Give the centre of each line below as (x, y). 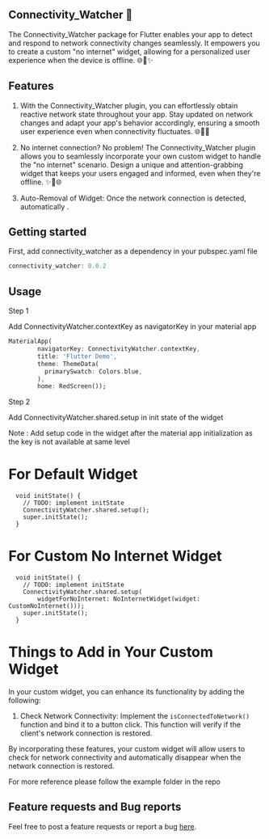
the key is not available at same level (69, 442)
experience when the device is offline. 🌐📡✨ (81, 60)
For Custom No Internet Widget (115, 557)
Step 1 (19, 311)
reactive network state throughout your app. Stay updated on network (137, 114)
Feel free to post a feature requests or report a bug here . (103, 826)
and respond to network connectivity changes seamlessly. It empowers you (134, 43)
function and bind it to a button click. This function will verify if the (130, 725)
